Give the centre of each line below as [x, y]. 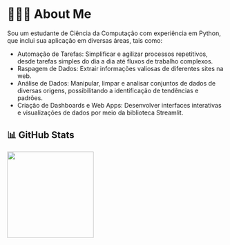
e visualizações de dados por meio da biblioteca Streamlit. [100, 112]
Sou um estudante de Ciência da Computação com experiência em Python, [114, 33]
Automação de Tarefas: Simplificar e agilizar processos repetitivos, [113, 54]
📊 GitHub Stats [41, 135]
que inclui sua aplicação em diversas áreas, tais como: [85, 40]
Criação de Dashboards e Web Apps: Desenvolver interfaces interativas [119, 105]
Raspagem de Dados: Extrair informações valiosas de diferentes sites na [120, 68]
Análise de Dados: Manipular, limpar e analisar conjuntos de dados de [116, 83]
